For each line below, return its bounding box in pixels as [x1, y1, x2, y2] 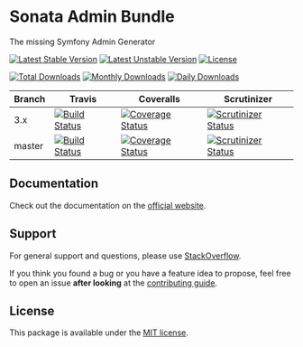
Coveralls [138, 92, 180, 105]
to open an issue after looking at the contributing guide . [9, 277, 218, 288]
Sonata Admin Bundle [9, 6, 175, 27]
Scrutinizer [224, 92, 273, 105]
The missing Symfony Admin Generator [9, 36, 156, 47]
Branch [14, 92, 46, 105]
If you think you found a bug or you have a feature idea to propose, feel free [9, 267, 291, 278]
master [14, 139, 43, 152]
